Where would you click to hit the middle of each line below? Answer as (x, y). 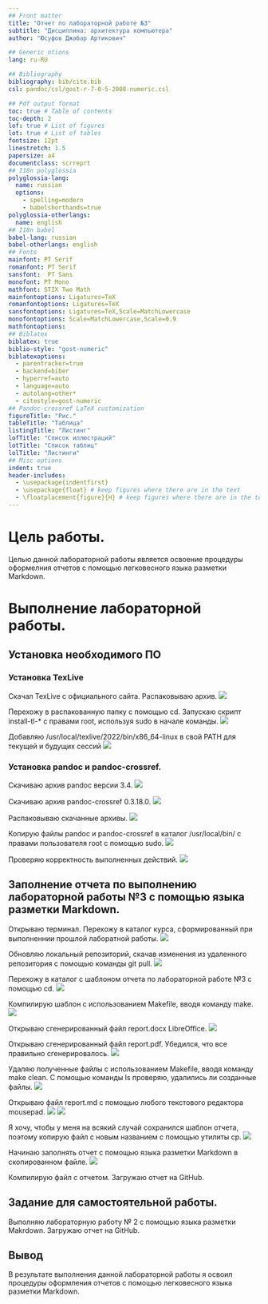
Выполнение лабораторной (105, 608)
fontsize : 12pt (33, 141)
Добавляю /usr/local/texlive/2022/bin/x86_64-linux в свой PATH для (122, 736)
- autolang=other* (46, 393)
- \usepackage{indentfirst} (62, 483)
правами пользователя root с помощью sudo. (86, 843)
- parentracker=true (49, 364)
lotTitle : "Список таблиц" (53, 445)
